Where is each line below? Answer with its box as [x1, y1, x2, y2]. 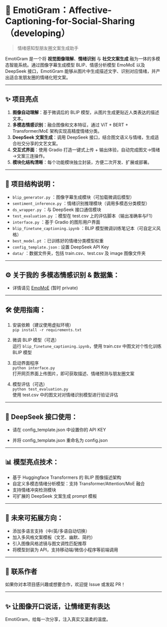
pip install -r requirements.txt [12, 328, 82, 333]
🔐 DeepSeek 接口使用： [5, 413, 78, 421]
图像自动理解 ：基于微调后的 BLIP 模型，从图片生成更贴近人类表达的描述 [12, 109, 160, 115]
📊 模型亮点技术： [5, 458, 60, 466]
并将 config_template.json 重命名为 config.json [12, 437, 108, 443]
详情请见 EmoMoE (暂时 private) [12, 285, 78, 291]
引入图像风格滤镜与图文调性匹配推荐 [12, 540, 87, 546]
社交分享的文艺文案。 [16, 140, 61, 146]
